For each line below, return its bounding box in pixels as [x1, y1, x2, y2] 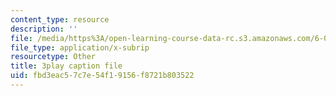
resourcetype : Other [10, 52, 97, 62]
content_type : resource [10, 14, 110, 25]
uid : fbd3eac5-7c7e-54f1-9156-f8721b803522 [10, 71, 195, 81]
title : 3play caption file [10, 61, 123, 71]
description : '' [10, 24, 78, 34]
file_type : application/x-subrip [10, 42, 150, 53]
